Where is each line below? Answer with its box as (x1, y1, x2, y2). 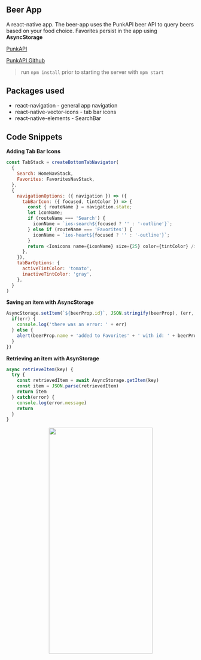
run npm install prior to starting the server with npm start (20, 68, 165, 76)
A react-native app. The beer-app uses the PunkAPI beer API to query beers (6, 20, 194, 28)
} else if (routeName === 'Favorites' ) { (28, 226, 133, 232)
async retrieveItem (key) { (6, 366, 74, 372)
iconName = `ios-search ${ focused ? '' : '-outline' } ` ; (32, 221, 173, 227)
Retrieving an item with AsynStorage (6, 354, 100, 362)
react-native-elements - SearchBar (14, 114, 102, 122)
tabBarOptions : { (17, 260, 60, 266)
